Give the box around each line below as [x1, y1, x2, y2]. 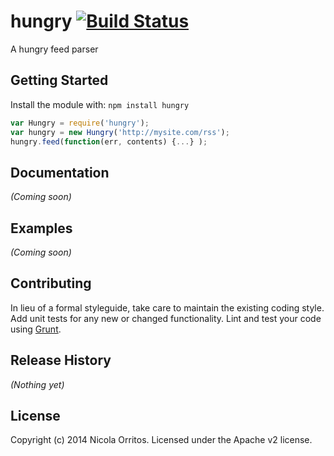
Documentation [10, 164, 110, 181]
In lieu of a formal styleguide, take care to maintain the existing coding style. [10, 301, 325, 314]
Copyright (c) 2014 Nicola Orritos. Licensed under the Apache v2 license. [10, 434, 313, 446]
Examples [10, 220, 73, 237]
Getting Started [10, 72, 109, 89]
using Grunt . [10, 323, 62, 335]
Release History [10, 352, 112, 369]
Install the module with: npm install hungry [10, 98, 190, 110]
